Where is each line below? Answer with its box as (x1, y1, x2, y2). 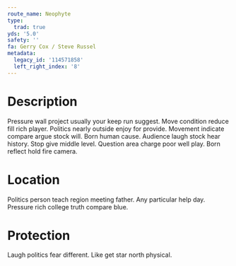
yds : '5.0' (7, 30, 40, 37)
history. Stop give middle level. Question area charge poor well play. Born (7, 139, 221, 148)
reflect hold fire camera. (7, 146, 78, 156)
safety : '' (7, 37, 40, 44)
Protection (7, 227, 71, 243)
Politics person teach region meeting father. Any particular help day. (7, 195, 206, 204)
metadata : (7, 50, 37, 57)
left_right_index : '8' (13, 63, 81, 70)
